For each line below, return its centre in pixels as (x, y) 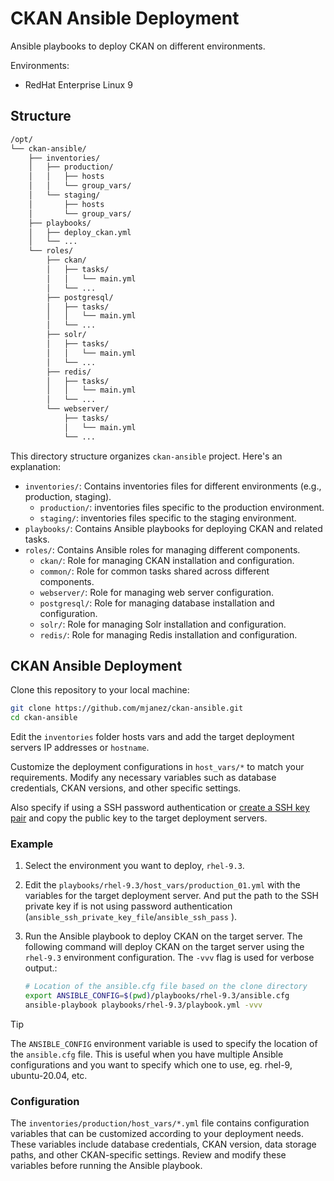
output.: (41, 968)
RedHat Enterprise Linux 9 (78, 84)
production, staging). (68, 496)
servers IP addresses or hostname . (80, 748)
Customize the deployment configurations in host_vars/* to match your (157, 767)
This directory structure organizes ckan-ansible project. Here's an (146, 456)
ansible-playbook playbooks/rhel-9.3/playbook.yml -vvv (143, 1005)
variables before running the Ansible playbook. (106, 1166)
